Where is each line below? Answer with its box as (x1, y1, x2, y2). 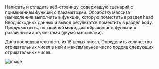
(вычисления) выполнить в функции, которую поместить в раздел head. (5, 14, 155, 20)
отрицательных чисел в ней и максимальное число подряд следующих (5, 44, 154, 50)
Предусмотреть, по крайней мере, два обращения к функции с (5, 25, 137, 30)
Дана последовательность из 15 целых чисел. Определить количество (5, 39, 152, 45)
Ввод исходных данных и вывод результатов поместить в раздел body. (5, 19, 153, 25)
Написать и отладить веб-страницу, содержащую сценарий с (5, 4, 133, 10)
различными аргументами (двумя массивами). (5, 30, 103, 35)
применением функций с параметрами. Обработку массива (5, 9, 130, 15)
